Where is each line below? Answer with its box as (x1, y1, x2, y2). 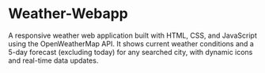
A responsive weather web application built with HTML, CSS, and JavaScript (8, 31, 257, 40)
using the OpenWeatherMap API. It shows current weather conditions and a (8, 38, 255, 48)
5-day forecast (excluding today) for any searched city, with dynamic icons (8, 47, 253, 57)
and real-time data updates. (8, 56, 99, 65)
